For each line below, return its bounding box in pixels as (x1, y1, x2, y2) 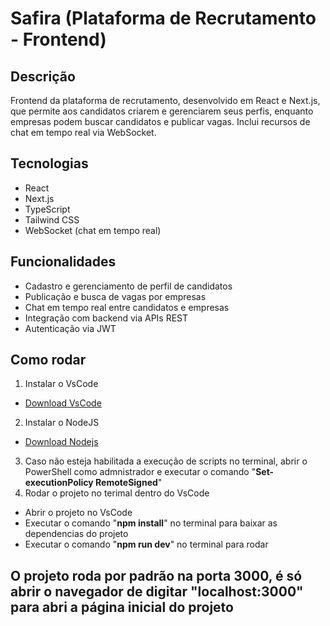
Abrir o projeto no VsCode (24, 507, 133, 519)
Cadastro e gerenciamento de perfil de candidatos (24, 280, 233, 292)
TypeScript (24, 203, 71, 215)
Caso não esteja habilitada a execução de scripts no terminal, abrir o (24, 455, 308, 467)
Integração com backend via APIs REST (24, 312, 189, 324)
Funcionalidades (10, 253, 117, 271)
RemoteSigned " (95, 477, 163, 489)
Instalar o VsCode (24, 378, 99, 390)
